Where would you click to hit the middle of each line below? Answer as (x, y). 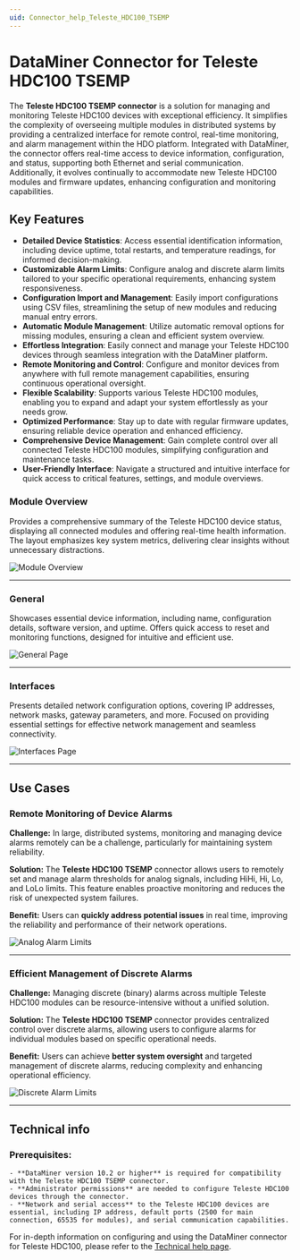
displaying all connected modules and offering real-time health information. (148, 531)
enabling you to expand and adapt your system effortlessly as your (145, 403)
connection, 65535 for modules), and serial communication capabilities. (150, 1220)
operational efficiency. (50, 1076)
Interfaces (32, 685)
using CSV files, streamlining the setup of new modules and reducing (149, 307)
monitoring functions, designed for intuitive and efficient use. (121, 637)
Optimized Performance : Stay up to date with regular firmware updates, (155, 421)
